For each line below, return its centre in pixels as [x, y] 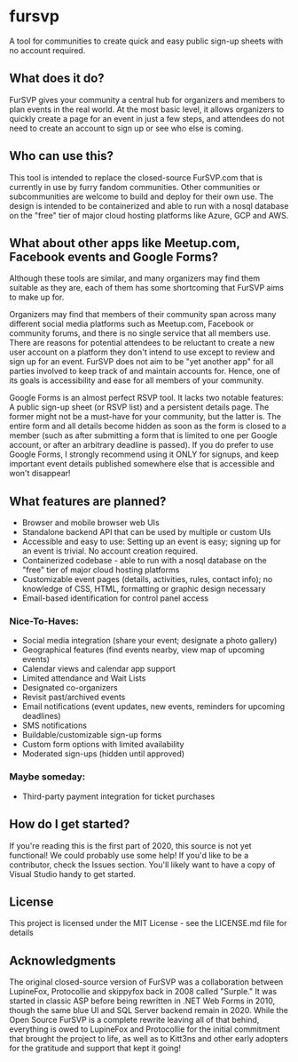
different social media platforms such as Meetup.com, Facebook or [132, 324]
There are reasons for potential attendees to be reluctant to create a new [142, 343]
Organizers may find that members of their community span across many [143, 315]
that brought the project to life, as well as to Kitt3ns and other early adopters [149, 1039]
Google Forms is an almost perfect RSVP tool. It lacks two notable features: [146, 398]
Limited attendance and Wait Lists [84, 678]
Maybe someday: [47, 777]
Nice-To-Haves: [44, 621]
